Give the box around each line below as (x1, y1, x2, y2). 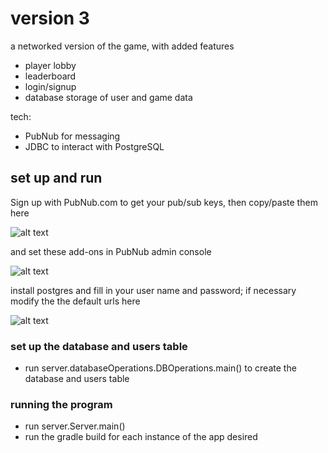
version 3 (10, 7, 90, 30)
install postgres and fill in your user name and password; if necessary (10, 284, 297, 296)
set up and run (10, 170, 103, 187)
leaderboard (24, 70, 77, 82)
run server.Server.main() (24, 420, 126, 432)
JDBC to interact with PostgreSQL (24, 140, 165, 152)
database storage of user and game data (24, 91, 193, 103)
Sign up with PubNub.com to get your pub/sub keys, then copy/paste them (10, 196, 318, 208)
